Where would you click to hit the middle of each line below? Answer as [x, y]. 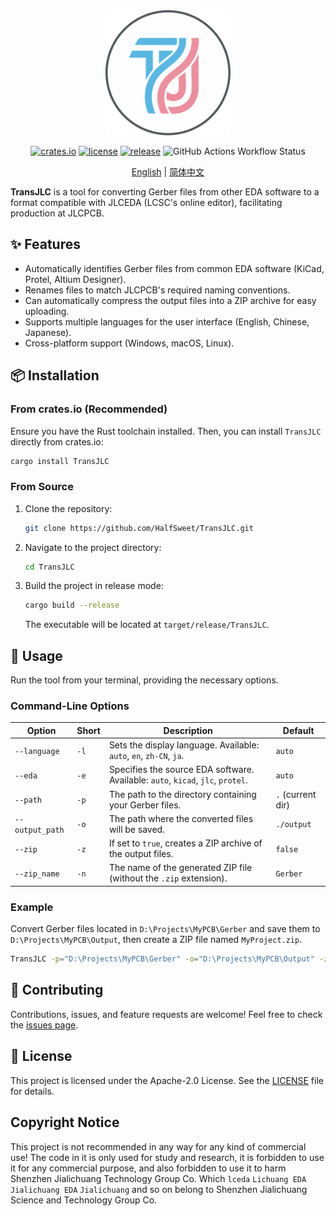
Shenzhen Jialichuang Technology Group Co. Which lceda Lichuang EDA [158, 1178]
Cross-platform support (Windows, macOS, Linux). [129, 343]
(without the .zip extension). [168, 878]
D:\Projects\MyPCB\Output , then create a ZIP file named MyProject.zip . [156, 940]
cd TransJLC [49, 567]
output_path [39, 830]
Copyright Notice [65, 1122]
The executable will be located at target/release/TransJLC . [147, 625]
